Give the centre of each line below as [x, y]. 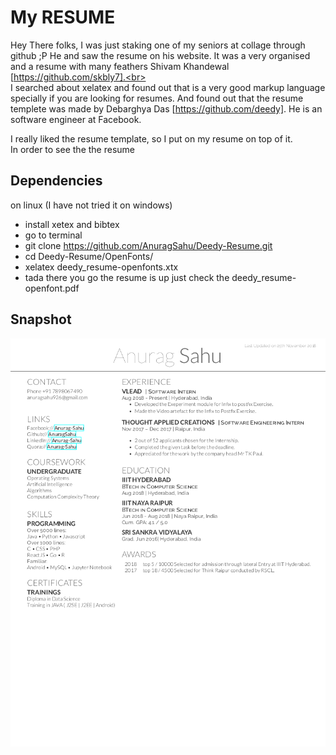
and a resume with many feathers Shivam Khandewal [120, 66]
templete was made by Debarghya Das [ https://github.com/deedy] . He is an [166, 108]
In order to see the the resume [72, 149]
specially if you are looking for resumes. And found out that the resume [157, 98]
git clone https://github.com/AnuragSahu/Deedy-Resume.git [148, 245]
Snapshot [41, 319]
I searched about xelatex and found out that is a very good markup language [168, 87]
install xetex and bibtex [72, 224]
